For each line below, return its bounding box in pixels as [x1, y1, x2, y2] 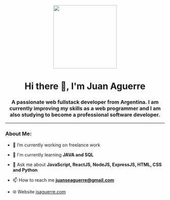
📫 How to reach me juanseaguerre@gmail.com [12, 177, 115, 183]
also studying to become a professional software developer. [10, 111, 160, 118]
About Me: [5, 130, 32, 137]
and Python [12, 167, 38, 173]
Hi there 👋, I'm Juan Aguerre [24, 81, 146, 92]
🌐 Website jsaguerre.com [12, 188, 66, 194]
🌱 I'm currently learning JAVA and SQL [12, 151, 94, 157]
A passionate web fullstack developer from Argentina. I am [11, 99, 159, 106]
